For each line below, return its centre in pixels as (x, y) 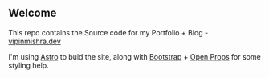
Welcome (33, 13)
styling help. (29, 65)
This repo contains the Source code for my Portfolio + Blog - (108, 32)
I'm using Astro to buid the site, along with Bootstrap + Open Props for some (134, 56)
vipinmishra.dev (35, 41)
